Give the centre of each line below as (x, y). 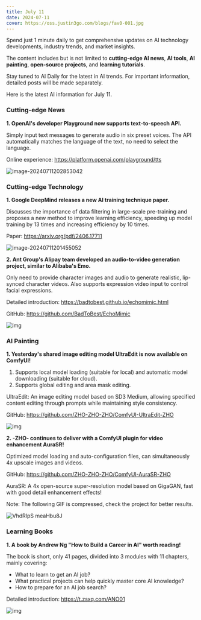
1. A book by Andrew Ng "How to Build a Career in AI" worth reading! (94, 545)
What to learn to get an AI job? (53, 574)
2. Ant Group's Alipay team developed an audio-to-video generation (93, 259)
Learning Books (29, 531)
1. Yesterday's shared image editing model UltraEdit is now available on (97, 354)
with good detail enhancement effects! (54, 493)
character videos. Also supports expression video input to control (107, 283)
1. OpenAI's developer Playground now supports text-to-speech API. (94, 123)
